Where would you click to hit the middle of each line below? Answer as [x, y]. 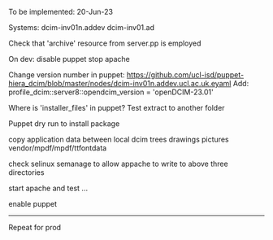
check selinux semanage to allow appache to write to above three [119, 164]
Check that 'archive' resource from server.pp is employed [105, 43]
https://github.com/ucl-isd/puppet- [185, 75]
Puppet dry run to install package [64, 124]
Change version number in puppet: [67, 75]
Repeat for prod [35, 227]
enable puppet [33, 204]
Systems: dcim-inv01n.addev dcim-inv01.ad [81, 27]
